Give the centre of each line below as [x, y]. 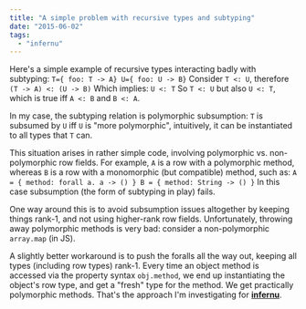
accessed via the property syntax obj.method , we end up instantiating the [148, 275]
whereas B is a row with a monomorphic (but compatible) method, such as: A [153, 172]
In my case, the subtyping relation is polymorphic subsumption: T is [136, 116]
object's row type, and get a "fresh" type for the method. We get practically [152, 285]
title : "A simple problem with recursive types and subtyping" [132, 18]
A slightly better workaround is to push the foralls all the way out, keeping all [153, 256]
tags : [20, 35]
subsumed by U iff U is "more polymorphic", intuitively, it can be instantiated [151, 126]
